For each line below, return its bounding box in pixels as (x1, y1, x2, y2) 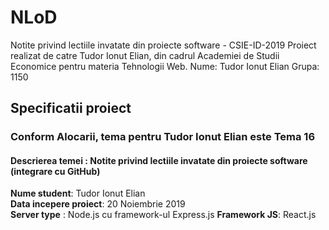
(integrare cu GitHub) (10, 165, 101, 177)
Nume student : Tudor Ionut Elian (10, 187, 146, 200)
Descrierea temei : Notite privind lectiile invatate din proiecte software (10, 154, 308, 166)
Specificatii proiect (10, 100, 132, 117)
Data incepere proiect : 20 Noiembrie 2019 (10, 198, 186, 210)
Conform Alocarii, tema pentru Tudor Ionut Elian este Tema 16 (10, 130, 316, 144)
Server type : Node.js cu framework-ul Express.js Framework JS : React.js (10, 209, 317, 221)
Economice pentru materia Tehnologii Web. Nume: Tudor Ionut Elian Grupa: (10, 60, 320, 72)
